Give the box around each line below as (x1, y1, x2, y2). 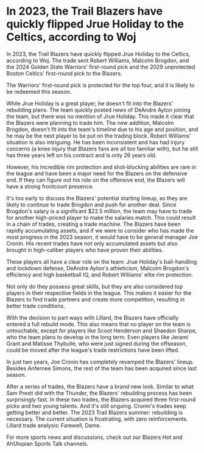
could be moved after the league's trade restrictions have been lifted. (6, 346, 180, 354)
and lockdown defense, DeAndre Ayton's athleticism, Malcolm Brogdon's (6, 264, 189, 272)
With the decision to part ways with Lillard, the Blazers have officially (6, 314, 179, 321)
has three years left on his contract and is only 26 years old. (6, 151, 157, 159)
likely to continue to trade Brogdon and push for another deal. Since (6, 201, 177, 208)
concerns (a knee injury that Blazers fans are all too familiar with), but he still (6, 145, 199, 152)
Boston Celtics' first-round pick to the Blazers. (6, 69, 123, 77)
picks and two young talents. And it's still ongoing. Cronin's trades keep (6, 402, 187, 409)
